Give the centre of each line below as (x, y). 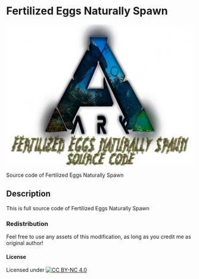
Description (28, 194)
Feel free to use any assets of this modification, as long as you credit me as (99, 237)
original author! (25, 243)
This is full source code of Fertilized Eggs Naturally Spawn (78, 208)
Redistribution (27, 223)
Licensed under (25, 270)
